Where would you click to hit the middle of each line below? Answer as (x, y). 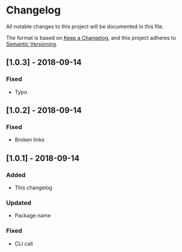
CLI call (24, 243)
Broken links (30, 140)
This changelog (33, 188)
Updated (18, 203)
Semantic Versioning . (32, 44)
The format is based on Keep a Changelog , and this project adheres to (91, 38)
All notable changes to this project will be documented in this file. (85, 26)
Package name (33, 216)
